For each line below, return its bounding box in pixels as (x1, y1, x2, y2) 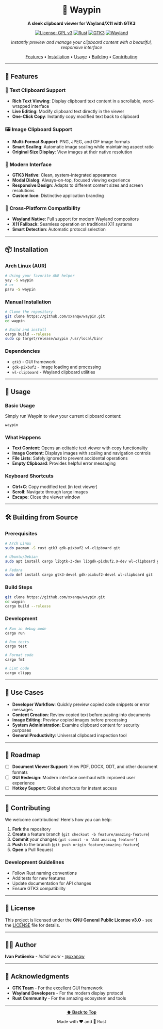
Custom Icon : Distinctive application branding (12, 193, 104, 198)
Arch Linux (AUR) (5, 262, 47, 269)
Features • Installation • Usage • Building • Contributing (25, 53, 138, 60)
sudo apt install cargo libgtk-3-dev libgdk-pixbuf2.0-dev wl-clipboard (5, 559, 155, 564)
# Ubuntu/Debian (5, 555, 38, 559)
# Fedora (5, 568, 23, 572)
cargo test (5, 644, 27, 649)
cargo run (5, 631, 25, 636)
